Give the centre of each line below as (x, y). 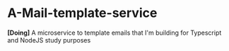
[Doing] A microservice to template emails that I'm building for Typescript (114, 33)
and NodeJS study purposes (49, 40)
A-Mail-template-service (82, 13)
